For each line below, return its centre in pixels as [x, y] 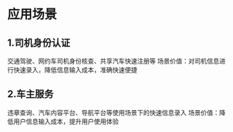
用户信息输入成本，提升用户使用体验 [66, 121]
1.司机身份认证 [39, 43]
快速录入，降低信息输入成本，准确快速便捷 [75, 70]
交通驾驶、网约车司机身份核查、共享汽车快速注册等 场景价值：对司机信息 [113, 61]
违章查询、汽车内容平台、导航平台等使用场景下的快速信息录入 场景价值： [113, 112]
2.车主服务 [31, 94]
